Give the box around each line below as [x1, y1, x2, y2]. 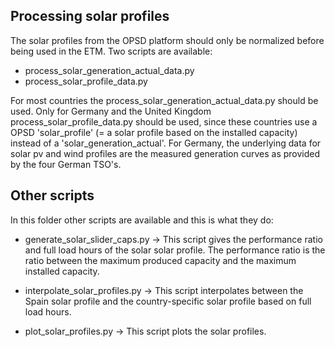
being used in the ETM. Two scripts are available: [10, 45, 213, 57]
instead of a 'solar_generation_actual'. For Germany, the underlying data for [10, 137, 322, 149]
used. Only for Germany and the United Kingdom [10, 105, 212, 117]
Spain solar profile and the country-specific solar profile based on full [24, 295, 312, 307]
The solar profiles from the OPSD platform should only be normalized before [10, 34, 325, 46]
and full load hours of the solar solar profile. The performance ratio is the [24, 244, 326, 256]
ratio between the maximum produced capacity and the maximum [24, 254, 297, 266]
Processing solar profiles [10, 8, 170, 25]
